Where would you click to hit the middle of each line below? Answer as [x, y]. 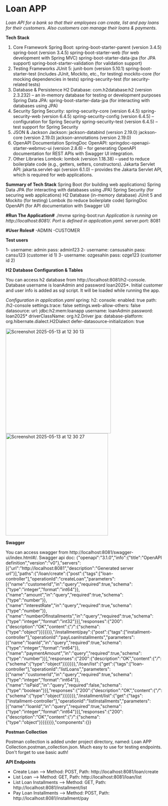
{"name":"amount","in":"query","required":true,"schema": [65, 594]
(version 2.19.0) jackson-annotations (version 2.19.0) [77, 137]
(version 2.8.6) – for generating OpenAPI [94, 148]
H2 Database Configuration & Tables [44, 270]
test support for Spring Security [45, 127]
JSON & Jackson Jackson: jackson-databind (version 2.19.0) [75, 132]
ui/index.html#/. [22, 557]
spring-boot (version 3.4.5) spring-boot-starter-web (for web [76, 52]
